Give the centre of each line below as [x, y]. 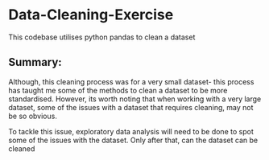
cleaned [22, 148]
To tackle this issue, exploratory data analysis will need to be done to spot [131, 131]
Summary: [35, 62]
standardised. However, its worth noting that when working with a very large [135, 99]
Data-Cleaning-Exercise [91, 15]
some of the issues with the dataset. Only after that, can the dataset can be [133, 140]
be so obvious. [33, 116]
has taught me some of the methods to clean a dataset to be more [118, 90]
